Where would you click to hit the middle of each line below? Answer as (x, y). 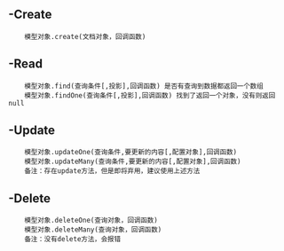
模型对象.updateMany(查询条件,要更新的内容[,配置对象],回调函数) (133, 162)
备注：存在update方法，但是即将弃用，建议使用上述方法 (112, 171)
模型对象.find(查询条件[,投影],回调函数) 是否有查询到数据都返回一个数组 (144, 86)
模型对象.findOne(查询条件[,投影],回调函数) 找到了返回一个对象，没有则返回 (150, 95)
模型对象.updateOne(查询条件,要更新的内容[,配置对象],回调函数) (130, 153)
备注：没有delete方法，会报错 (73, 239)
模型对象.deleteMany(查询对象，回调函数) (93, 230)
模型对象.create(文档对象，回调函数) (85, 36)
